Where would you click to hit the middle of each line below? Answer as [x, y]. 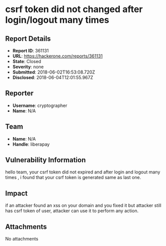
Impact [16, 193]
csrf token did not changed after [74, 9]
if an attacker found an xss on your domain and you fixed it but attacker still [84, 206]
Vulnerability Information [46, 160]
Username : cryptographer [40, 105]
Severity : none [28, 67]
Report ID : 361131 [31, 51]
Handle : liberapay [31, 144]
